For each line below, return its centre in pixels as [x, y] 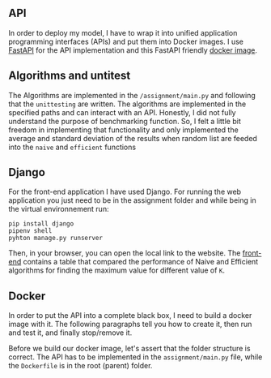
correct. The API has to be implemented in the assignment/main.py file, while [135, 357]
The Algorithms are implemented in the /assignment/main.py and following [132, 95]
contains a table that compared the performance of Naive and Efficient [141, 262]
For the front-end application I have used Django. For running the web [125, 192]
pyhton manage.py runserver [56, 238]
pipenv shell [30, 231]
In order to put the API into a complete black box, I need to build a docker [130, 316]
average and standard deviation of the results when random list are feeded [133, 138]
